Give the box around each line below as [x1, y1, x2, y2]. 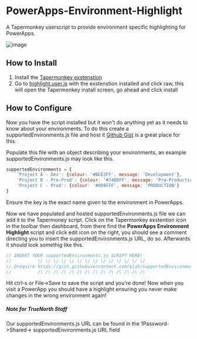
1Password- [140, 320, 169, 327]
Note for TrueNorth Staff [6, 306, 67, 313]
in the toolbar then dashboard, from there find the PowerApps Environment [6, 222, 189, 229]
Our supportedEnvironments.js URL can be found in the [6, 320, 140, 327]
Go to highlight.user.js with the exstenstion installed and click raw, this [14, 80, 184, 87]
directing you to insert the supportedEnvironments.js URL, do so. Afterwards [6, 235, 191, 242]
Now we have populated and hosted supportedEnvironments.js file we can [6, 210, 186, 217]
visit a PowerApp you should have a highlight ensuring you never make [6, 286, 177, 293]
